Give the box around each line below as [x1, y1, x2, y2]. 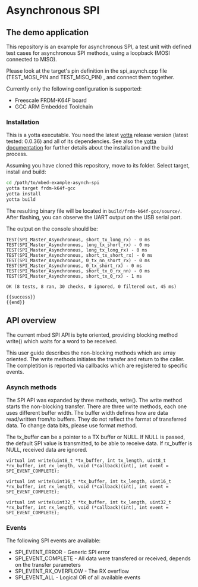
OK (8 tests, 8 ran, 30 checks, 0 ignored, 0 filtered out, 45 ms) [6, 284, 177, 290]
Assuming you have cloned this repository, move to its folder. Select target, [6, 162, 190, 169]
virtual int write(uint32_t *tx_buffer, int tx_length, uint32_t [6, 499, 171, 505]
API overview [6, 315, 56, 325]
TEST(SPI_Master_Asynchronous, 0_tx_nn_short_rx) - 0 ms [6, 257, 150, 263]
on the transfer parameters [14, 561, 81, 569]
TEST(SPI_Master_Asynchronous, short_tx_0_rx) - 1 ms [6, 273, 143, 279]
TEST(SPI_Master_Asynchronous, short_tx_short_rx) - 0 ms [6, 252, 153, 258]
